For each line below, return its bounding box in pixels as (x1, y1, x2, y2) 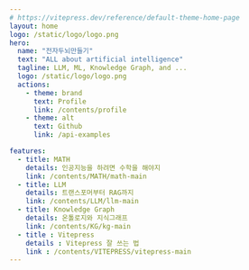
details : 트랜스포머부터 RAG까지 (25, 188, 134, 198)
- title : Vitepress (17, 230, 95, 239)
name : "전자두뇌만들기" (17, 47, 94, 56)
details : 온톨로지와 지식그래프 (25, 213, 128, 222)
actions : (17, 80, 51, 89)
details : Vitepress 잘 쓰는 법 (25, 238, 140, 247)
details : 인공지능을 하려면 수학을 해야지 (25, 163, 161, 172)
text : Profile (32, 96, 88, 106)
